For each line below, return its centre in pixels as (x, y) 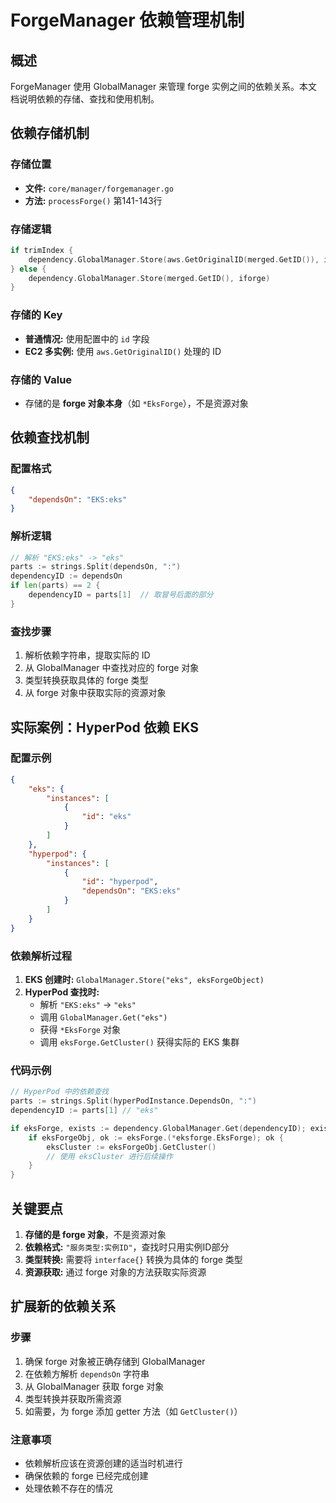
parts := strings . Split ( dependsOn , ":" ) (96, 567)
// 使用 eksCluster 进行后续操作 (109, 1156)
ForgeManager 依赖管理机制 (127, 20)
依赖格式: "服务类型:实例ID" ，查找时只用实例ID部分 (127, 1247)
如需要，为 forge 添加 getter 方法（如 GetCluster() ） (133, 1411)
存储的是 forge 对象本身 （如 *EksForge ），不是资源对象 (136, 403)
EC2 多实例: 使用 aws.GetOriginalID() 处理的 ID (123, 351)
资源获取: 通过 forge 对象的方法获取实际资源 (115, 1272)
